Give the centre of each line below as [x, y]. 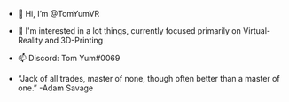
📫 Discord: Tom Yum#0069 [69, 58]
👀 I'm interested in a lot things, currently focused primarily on [129, 31]
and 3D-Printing [74, 40]
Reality [30, 40]
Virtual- [257, 31]
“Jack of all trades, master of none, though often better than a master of [149, 78]
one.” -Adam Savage [55, 88]
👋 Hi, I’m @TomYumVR [59, 14]
